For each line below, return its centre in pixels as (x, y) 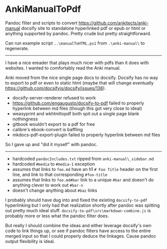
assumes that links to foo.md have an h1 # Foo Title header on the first (85, 169)
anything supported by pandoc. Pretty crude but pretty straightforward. (78, 33)
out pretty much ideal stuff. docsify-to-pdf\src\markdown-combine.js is (78, 210)
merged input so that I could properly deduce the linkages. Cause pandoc (81, 236)
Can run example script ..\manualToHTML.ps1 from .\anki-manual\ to (75, 43)
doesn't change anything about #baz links (55, 190)
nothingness (25, 119)
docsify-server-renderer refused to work (54, 97)
